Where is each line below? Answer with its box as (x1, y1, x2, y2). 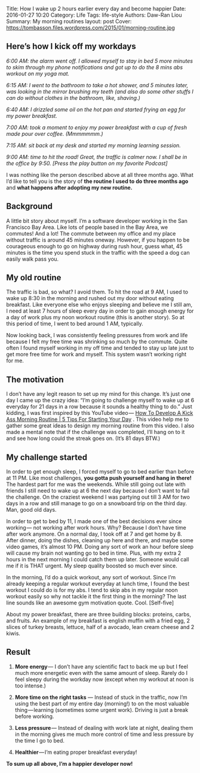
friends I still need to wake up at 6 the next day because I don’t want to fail (6, 487, 190, 494)
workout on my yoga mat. (6, 70, 70, 77)
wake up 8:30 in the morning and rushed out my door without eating (6, 295, 174, 302)
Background (6, 201, 53, 212)
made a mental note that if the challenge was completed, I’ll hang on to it (6, 429, 185, 436)
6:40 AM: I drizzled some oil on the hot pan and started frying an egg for (6, 106, 186, 113)
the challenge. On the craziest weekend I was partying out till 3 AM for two (6, 493, 190, 501)
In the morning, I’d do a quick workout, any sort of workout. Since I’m (6, 574, 176, 581)
